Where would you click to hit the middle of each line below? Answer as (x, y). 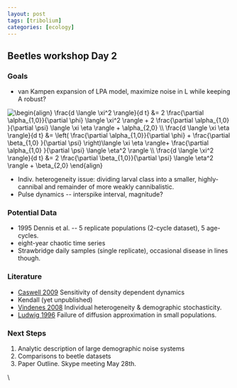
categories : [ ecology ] (41, 27)
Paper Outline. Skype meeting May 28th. (77, 363)
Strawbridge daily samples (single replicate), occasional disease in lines (123, 251)
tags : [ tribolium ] (34, 21)
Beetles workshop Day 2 (62, 56)
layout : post (27, 14)
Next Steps (27, 333)
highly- (208, 179)
